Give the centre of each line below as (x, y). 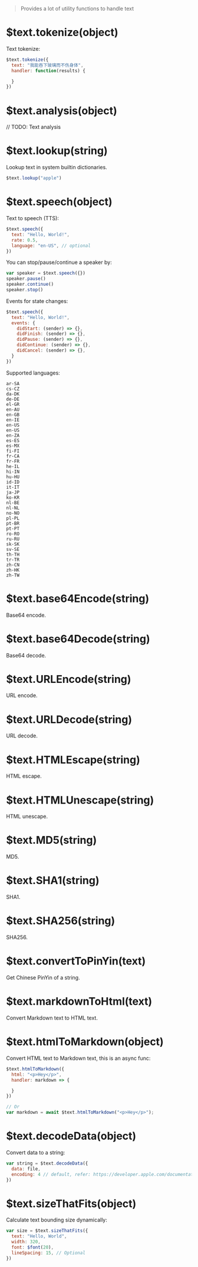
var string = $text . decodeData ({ (47, 1163)
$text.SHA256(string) (61, 921)
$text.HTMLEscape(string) (73, 760)
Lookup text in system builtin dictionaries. (57, 167)
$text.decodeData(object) (71, 1136)
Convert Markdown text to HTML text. (52, 1018)
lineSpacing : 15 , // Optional (48, 1253)
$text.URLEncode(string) (69, 679)
